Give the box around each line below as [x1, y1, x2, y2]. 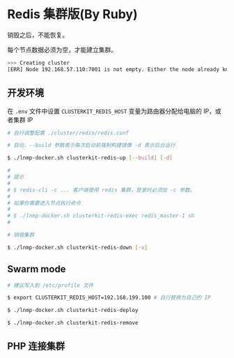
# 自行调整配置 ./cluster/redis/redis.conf [7, 130, 129, 137]
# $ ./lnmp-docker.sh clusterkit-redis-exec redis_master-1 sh [7, 212, 195, 219]
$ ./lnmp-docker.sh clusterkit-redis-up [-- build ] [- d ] [7, 155, 173, 162]
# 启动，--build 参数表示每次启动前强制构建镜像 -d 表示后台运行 [7, 142, 175, 149]
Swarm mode [7, 263, 66, 275]
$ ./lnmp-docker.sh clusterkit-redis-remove [7, 320, 139, 327]
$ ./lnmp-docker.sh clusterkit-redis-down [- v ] [7, 244, 148, 251]
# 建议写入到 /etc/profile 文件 [7, 281, 94, 289]
